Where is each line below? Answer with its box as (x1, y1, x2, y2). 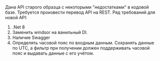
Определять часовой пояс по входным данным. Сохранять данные (12, 40, 154, 46)
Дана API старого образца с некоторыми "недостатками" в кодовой (5, 4, 149, 10)
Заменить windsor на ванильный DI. (12, 30, 88, 35)
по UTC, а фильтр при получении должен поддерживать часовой (12, 45, 150, 51)
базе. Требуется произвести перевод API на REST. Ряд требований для (5, 9, 156, 15)
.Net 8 (12, 24, 25, 30)
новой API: (5, 15, 28, 20)
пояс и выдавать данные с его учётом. (12, 50, 95, 56)
